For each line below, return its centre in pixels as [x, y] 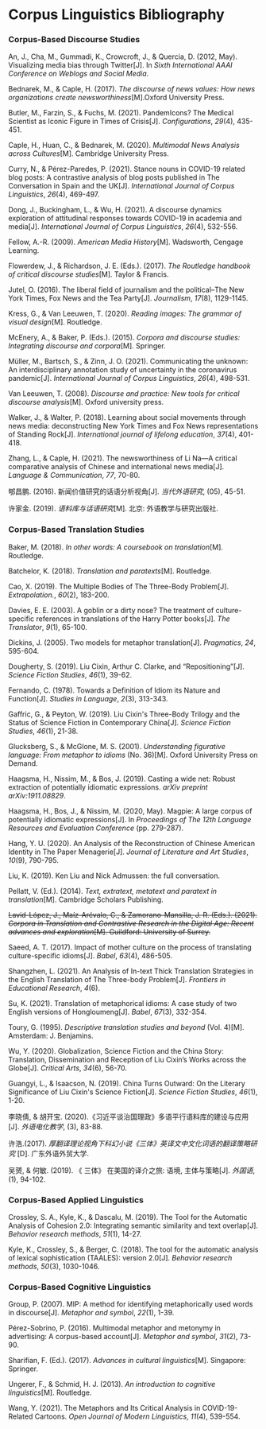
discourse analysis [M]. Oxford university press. [86, 402]
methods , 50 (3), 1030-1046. [54, 1267]
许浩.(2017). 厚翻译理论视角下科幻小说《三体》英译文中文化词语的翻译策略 [129, 1144]
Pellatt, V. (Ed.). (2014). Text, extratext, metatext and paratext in [112, 891]
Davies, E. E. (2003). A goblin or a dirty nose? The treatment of [111, 610]
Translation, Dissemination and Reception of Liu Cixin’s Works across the [127, 1059]
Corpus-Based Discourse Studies [74, 40]
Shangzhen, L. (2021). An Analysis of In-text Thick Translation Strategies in [131, 971]
